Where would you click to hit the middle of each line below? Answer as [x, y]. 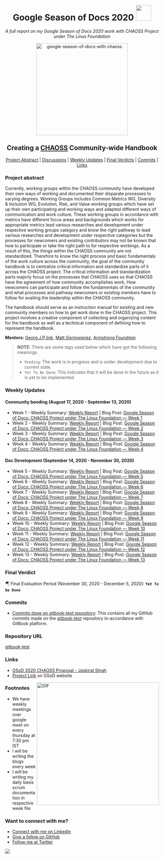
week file [21, 808]
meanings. [28, 353]
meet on [20, 725]
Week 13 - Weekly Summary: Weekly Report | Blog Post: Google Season [84, 555]
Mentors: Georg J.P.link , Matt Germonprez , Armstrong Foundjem [70, 338]
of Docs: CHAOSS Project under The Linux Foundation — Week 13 [79, 560]
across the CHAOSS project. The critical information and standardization [78, 272]
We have [21, 699]
